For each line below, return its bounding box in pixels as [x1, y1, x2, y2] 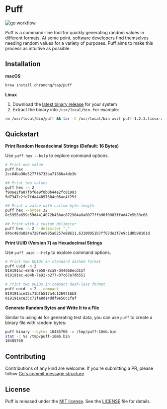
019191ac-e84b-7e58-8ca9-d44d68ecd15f [5, 268, 85, 273]
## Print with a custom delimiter [5, 222, 77, 227]
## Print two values [5, 180, 48, 185]
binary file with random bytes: [5, 320, 67, 326]
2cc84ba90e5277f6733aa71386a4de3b [5, 171, 77, 177]
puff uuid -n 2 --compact [5, 287, 59, 292]
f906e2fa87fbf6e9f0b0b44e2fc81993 [5, 190, 77, 195]
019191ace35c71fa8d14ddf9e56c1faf [5, 296, 77, 301]
